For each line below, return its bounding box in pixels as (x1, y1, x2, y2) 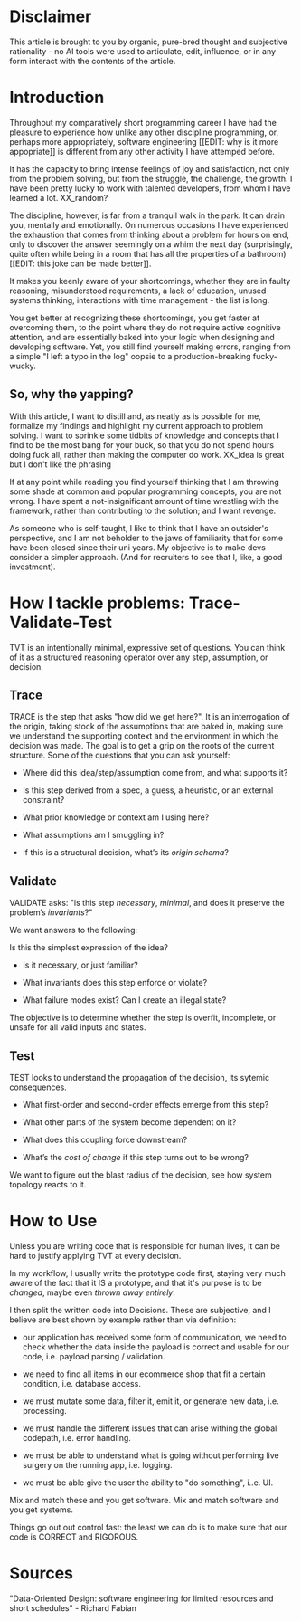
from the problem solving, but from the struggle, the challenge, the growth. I (9, 173, 293, 184)
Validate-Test (9, 612, 113, 633)
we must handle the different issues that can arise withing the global (22, 1423, 277, 1434)
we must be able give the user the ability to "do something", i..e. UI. (22, 1477, 274, 1488)
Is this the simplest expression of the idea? (9, 942, 169, 953)
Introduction (9, 88, 105, 108)
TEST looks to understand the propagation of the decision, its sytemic (9, 1073, 269, 1083)
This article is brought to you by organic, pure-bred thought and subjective (9, 36, 287, 47)
